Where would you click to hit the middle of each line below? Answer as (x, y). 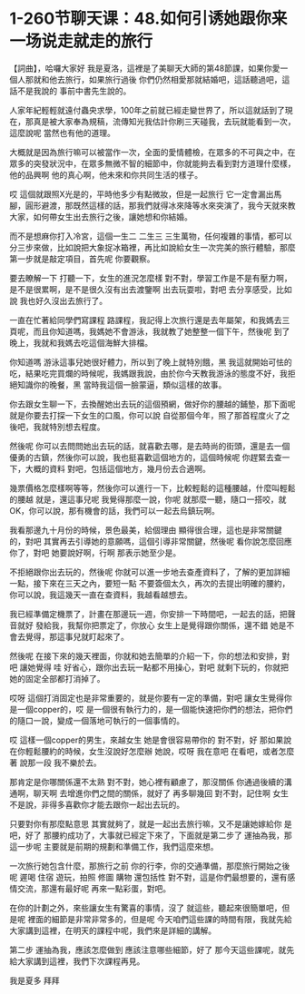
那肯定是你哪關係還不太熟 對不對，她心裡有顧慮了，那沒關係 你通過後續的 (147, 782)
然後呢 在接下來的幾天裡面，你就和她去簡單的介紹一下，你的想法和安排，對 (150, 655)
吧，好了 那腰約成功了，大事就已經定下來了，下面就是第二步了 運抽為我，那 (151, 835)
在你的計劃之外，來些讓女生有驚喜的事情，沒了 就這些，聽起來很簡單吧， (146, 908)
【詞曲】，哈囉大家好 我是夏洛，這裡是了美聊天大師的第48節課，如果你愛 (145, 68)
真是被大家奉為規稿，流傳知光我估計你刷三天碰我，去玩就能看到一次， (164, 121)
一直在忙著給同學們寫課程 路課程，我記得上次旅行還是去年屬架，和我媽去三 (150, 320)
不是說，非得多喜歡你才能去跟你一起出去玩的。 (97, 804)
